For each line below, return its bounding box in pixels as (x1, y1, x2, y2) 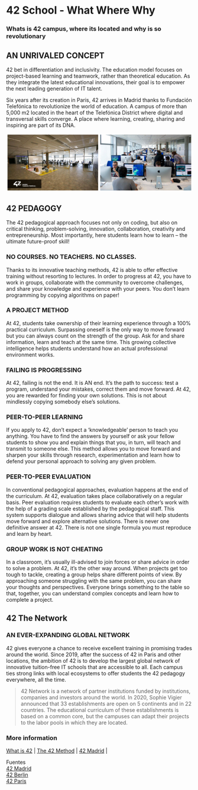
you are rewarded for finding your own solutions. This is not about (6, 392, 167, 399)
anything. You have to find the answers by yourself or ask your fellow (6, 433, 175, 440)
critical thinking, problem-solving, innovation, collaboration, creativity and (6, 226, 186, 233)
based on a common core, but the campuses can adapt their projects (20, 712, 189, 720)
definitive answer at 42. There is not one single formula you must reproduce (6, 524, 191, 531)
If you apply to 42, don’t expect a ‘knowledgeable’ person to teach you (6, 426, 178, 433)
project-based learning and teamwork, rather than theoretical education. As (6, 72, 190, 79)
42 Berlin (6, 771, 28, 778)
